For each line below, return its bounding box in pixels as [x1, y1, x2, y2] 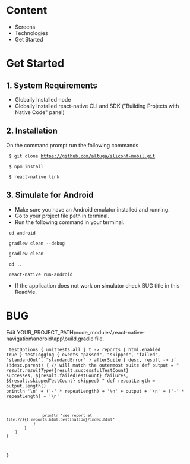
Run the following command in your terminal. [14, 218, 125, 226]
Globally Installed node [14, 96, 71, 103]
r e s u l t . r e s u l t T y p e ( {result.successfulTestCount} [6, 367, 129, 373]
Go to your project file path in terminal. [14, 212, 110, 219]
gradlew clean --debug [8, 240, 65, 247]
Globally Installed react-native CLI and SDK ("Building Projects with [14, 102, 179, 109]
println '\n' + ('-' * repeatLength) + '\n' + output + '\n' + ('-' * [6, 388, 185, 394]
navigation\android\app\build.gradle [6, 335, 94, 342]
